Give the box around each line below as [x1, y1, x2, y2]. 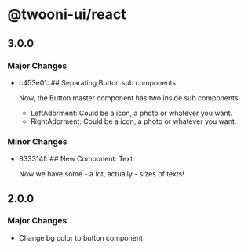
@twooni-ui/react [7, 5, 126, 24]
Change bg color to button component [18, 233, 143, 242]
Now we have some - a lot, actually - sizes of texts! [18, 169, 185, 179]
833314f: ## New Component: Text [18, 154, 133, 164]
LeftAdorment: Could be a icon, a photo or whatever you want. [30, 108, 233, 118]
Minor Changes [7, 136, 67, 147]
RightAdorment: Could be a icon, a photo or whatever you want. [30, 116, 237, 126]
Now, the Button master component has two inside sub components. [18, 92, 241, 103]
